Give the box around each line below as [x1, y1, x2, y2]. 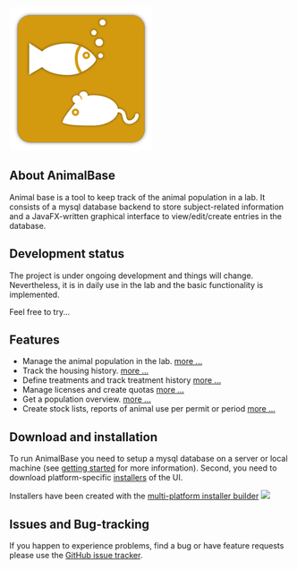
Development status [9, 246, 125, 261]
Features [9, 333, 60, 348]
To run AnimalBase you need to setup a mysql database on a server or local [9, 454, 288, 464]
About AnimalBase [9, 168, 116, 183]
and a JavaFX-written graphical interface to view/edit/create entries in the [9, 210, 282, 221]
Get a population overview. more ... [21, 394, 152, 404]
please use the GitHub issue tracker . [9, 550, 143, 561]
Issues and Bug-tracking [9, 516, 149, 531]
